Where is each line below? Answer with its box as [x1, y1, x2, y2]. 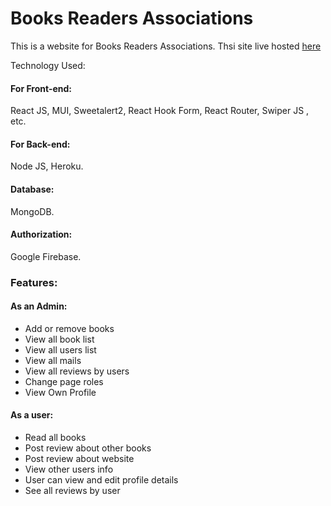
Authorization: [10, 228, 73, 241]
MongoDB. [10, 205, 55, 217]
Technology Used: [10, 59, 86, 71]
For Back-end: [10, 138, 71, 150]
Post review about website [24, 453, 135, 465]
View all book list [24, 333, 95, 345]
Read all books [24, 432, 87, 444]
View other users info [24, 463, 114, 476]
